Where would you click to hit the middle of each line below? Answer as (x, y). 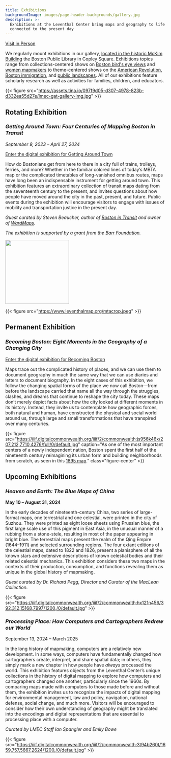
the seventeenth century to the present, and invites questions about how (81, 191)
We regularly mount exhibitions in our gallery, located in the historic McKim (84, 54)
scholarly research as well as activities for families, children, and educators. (85, 81)
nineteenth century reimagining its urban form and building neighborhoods (83, 455)
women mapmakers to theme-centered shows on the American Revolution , (84, 70)
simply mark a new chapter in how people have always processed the (78, 665)
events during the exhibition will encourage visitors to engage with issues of (85, 202)
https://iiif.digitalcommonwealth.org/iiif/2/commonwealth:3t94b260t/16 (91, 745)
